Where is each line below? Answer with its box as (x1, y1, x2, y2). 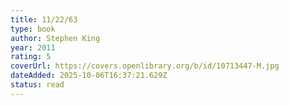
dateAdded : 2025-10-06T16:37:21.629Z (10, 71, 168, 81)
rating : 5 (10, 52, 52, 62)
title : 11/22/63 (10, 14, 78, 25)
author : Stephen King (10, 33, 101, 43)
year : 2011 (10, 42, 56, 53)
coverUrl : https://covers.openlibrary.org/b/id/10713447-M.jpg (10, 61, 280, 71)
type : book (10, 24, 56, 34)
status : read (10, 80, 65, 90)
